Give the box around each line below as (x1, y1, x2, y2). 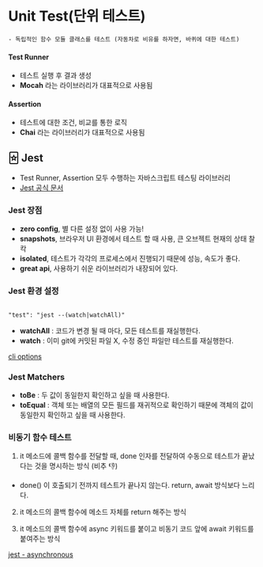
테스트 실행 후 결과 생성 (19, 70, 92, 80)
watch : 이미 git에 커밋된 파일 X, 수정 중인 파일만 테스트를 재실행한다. (19, 336, 235, 345)
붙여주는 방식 (19, 534, 61, 543)
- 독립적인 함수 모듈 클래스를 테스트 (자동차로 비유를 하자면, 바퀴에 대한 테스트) (8, 35, 240, 44)
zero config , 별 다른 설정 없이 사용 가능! (19, 224, 145, 234)
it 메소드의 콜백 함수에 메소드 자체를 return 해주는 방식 (19, 508, 187, 517)
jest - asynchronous (8, 550, 73, 559)
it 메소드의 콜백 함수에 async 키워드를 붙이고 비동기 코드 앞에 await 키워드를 (19, 524, 254, 534)
